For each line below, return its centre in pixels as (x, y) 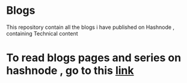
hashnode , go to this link (70, 71)
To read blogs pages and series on (94, 58)
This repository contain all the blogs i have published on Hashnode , (90, 27)
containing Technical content (42, 33)
